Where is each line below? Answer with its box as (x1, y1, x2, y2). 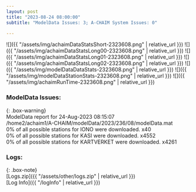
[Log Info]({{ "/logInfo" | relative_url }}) (6, 178, 101, 186)
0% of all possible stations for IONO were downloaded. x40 (6, 125, 152, 133)
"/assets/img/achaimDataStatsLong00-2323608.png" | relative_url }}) (14, 47, 184, 54)
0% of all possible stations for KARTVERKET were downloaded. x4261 (6, 138, 177, 145)
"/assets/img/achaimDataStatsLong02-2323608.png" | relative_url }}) (14, 60, 184, 67)
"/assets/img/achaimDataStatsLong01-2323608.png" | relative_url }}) (14, 54, 183, 61)
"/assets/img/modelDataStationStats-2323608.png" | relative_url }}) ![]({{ (6, 72, 185, 80)
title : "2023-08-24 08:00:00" (6, 14, 81, 20)
